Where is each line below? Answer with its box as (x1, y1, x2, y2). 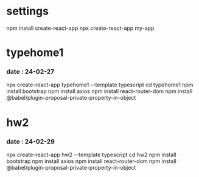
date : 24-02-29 (6, 137, 55, 145)
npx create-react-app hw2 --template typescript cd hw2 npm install (6, 151, 176, 158)
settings (6, 4, 49, 18)
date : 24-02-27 (6, 68, 55, 76)
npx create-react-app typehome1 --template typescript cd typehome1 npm (6, 81, 194, 89)
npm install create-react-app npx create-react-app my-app (6, 24, 155, 32)
